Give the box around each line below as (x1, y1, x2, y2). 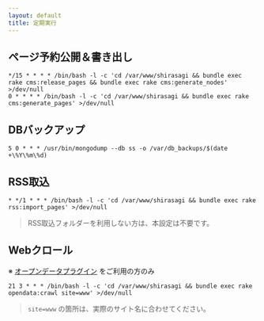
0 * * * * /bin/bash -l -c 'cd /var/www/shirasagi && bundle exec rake (8, 93, 249, 101)
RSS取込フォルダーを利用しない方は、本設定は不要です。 (27, 218, 214, 227)
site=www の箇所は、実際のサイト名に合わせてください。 (27, 304, 211, 313)
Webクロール (8, 243, 74, 258)
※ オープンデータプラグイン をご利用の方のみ (8, 266, 156, 276)
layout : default (8, 11, 62, 20)
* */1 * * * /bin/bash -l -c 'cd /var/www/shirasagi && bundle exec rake (8, 196, 257, 204)
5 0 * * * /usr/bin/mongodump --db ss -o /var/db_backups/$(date (8, 144, 228, 153)
